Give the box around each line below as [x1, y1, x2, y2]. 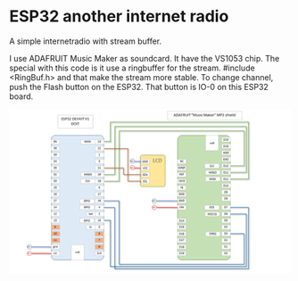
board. [9, 91, 34, 102]
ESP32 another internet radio [9, 6, 229, 27]
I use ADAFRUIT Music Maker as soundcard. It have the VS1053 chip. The [9, 53, 280, 63]
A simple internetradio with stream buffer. [9, 36, 162, 46]
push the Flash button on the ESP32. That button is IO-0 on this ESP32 [9, 81, 269, 92]
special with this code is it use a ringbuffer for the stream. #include [9, 62, 256, 73]
